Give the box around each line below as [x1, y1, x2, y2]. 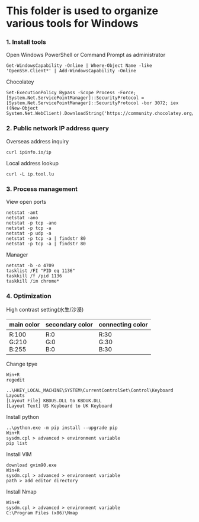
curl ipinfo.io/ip [6, 149, 52, 155]
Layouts [6, 393, 25, 399]
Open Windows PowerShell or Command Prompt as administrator [6, 52, 166, 59]
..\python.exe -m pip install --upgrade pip [6, 425, 118, 431]
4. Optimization [6, 292, 52, 300]
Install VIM [6, 451, 32, 458]
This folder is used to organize [6, 4, 159, 18]
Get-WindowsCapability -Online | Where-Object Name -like [6, 63, 152, 69]
